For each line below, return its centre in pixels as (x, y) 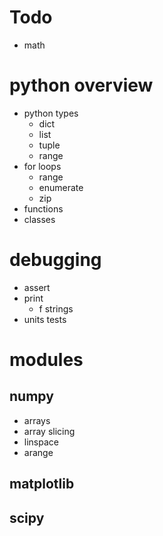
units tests (45, 319)
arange (38, 452)
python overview (81, 85)
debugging (55, 260)
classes (39, 219)
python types (51, 113)
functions (43, 208)
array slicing (49, 431)
